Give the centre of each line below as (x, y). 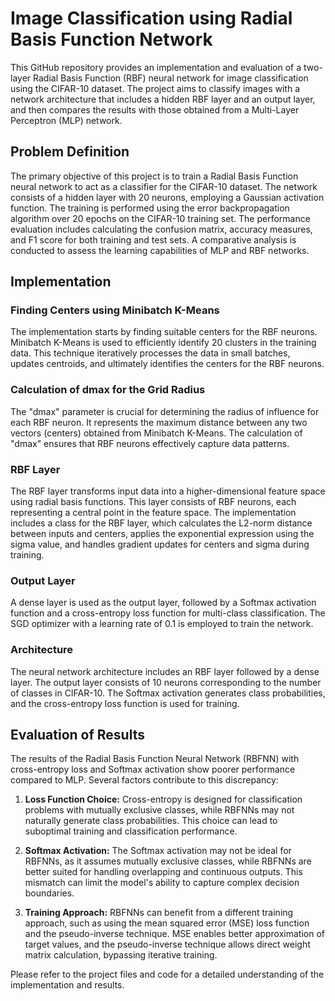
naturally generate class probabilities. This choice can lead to (151, 821)
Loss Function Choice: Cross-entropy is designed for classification (163, 799)
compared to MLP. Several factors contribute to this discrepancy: (144, 780)
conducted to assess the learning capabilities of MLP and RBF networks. (160, 250)
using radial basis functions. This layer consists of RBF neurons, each (153, 502)
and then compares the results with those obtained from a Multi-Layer (155, 109)
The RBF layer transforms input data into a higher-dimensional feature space (168, 491)
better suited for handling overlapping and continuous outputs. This (163, 872)
